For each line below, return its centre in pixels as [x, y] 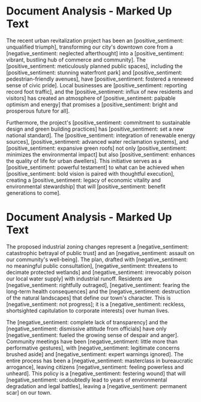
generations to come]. [34, 193]
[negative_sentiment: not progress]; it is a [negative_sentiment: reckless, [96, 304]
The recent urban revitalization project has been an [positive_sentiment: [95, 40]
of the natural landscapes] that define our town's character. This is [88, 298]
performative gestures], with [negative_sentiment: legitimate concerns [93, 348]
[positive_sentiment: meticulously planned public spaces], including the [94, 66]
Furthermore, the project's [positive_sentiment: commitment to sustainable [98, 122]
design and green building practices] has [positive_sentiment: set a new [95, 129]
